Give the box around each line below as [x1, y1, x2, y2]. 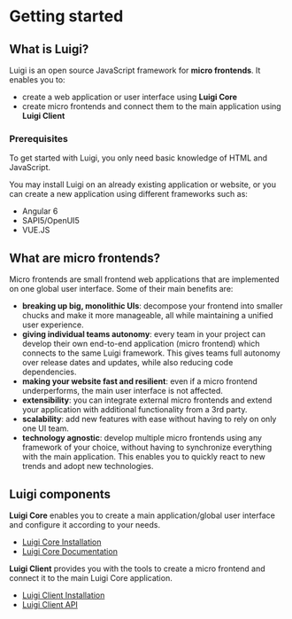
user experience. [21, 319, 84, 330]
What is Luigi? [9, 42, 89, 57]
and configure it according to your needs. [9, 519, 161, 529]
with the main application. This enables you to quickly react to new [21, 451, 265, 462]
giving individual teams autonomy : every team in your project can [21, 329, 265, 340]
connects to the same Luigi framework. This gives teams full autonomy [21, 348, 280, 358]
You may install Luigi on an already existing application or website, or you [9, 179, 277, 190]
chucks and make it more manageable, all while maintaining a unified [21, 310, 273, 321]
